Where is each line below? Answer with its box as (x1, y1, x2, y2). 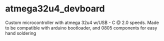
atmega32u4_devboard (5, 3, 105, 14)
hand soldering (5, 30, 36, 36)
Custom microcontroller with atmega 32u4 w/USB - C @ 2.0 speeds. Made (5, 19, 159, 25)
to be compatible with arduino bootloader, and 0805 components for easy (5, 24, 157, 30)
